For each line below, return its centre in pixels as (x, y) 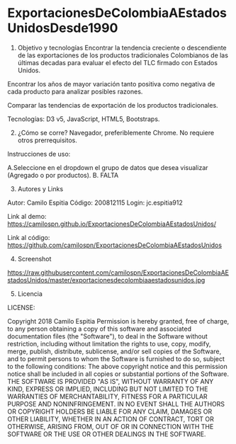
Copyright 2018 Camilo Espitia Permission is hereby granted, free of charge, (118, 321)
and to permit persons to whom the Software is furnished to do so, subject (116, 358)
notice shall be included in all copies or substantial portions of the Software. (118, 374)
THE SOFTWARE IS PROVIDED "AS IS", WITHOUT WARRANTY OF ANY (111, 381)
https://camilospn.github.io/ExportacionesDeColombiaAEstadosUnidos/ (112, 224)
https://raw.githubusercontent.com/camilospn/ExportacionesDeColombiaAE (118, 272)
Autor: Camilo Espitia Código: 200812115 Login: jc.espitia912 (95, 203)
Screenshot (34, 258)
